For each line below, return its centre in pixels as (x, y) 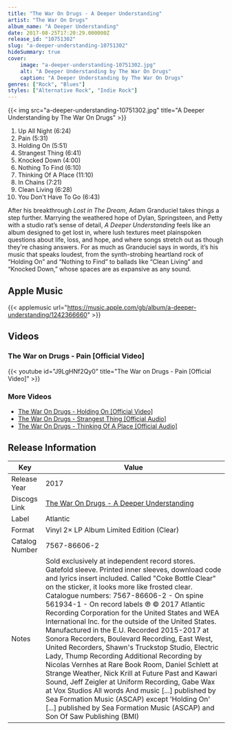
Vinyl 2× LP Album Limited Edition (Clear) (112, 530)
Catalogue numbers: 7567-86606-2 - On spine (124, 595)
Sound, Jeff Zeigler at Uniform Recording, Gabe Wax (130, 682)
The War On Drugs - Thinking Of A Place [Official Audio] (97, 426)
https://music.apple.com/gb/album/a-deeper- (132, 307)
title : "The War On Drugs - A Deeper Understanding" (85, 13)
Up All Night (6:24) (44, 131)
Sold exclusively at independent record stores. (120, 561)
